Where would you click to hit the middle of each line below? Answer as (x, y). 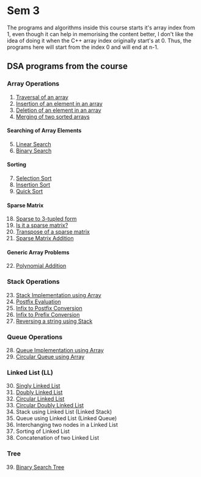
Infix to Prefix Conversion (48, 314)
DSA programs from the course (67, 66)
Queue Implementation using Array (60, 350)
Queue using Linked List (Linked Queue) (66, 418)
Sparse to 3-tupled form (46, 219)
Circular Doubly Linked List (50, 405)
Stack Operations (33, 282)
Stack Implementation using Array (58, 295)
